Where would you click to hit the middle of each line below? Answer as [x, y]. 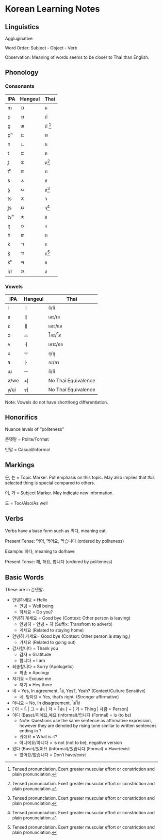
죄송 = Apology [34, 673]
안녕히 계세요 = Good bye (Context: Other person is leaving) [71, 618]
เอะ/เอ [54, 317]
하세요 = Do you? [36, 612]
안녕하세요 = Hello [30, 600]
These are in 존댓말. [25, 590]
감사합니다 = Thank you [35, 648]
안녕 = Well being [36, 606]
